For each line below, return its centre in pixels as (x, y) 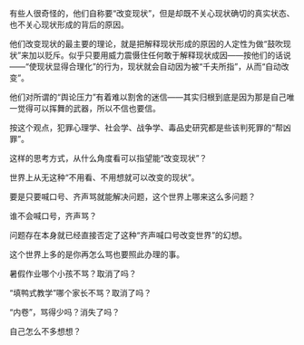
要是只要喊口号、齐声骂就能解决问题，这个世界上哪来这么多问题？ (132, 196)
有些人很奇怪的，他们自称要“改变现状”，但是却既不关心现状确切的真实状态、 (152, 13)
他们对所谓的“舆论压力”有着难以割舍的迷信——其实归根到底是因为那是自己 (148, 97)
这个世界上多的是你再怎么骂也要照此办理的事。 (97, 254)
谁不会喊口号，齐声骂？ (53, 216)
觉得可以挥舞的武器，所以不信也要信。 (88, 108)
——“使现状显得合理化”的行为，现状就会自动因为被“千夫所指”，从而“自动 (145, 67)
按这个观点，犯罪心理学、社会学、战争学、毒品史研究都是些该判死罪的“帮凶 (151, 128)
